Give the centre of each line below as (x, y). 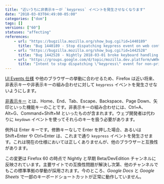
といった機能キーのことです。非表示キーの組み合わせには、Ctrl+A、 (77, 107)
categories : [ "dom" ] (26, 19)
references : (17, 37)
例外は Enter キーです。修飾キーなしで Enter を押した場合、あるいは (73, 130)
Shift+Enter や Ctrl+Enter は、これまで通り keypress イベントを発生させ (77, 136)
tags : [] (14, 23)
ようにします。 (24, 91)
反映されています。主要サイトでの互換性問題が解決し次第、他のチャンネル (80, 164)
